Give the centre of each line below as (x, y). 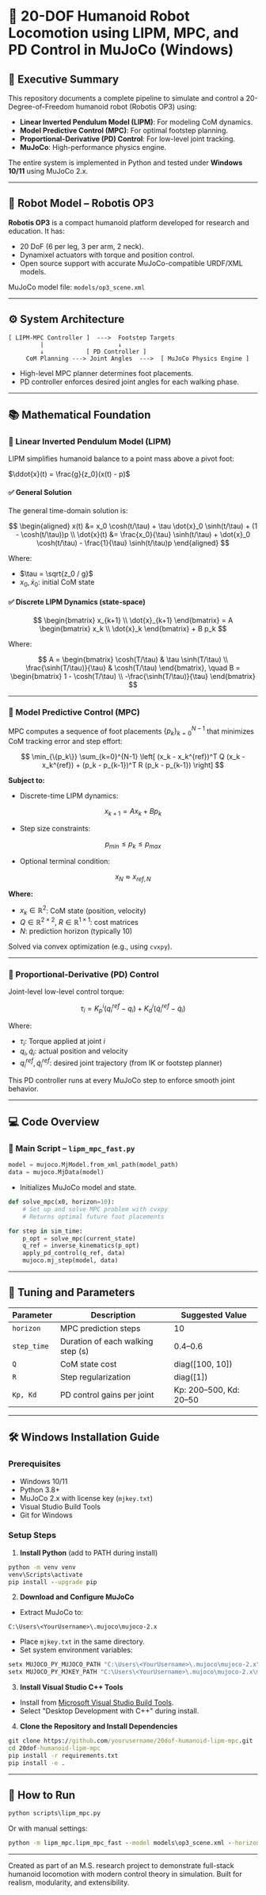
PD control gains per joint (107, 1394)
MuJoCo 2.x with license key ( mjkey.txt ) (86, 1498)
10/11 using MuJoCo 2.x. (48, 171)
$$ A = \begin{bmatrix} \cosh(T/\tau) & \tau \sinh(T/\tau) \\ (133, 659)
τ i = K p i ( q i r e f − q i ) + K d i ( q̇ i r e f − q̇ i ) (133, 1009)
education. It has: (36, 231)
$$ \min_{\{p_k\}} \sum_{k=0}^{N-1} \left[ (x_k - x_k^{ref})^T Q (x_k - (133, 757)
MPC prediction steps (100, 1328)
